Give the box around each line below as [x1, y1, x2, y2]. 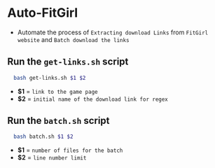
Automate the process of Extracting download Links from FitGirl [17, 28, 209, 36]
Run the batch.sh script [7, 115, 110, 127]
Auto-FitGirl [7, 5, 78, 21]
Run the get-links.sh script [7, 56, 129, 68]
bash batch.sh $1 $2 [13, 133, 74, 141]
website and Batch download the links [17, 35, 130, 43]
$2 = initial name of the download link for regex [17, 94, 168, 103]
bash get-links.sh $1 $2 [13, 74, 86, 81]
